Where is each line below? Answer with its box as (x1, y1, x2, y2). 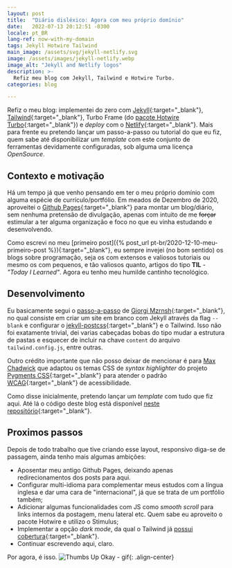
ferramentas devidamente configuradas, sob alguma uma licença (7, 143, 193, 151)
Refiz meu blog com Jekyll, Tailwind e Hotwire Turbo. (13, 74, 175, 82)
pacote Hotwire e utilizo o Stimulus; (17, 517, 119, 526)
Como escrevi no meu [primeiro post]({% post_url (7, 239, 150, 247)
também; (17, 495, 43, 504)
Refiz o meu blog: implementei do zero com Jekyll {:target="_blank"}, (7, 106, 204, 114)
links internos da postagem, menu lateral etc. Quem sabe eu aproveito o (17, 510, 223, 518)
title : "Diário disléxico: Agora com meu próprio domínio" (7, 17, 185, 24)
